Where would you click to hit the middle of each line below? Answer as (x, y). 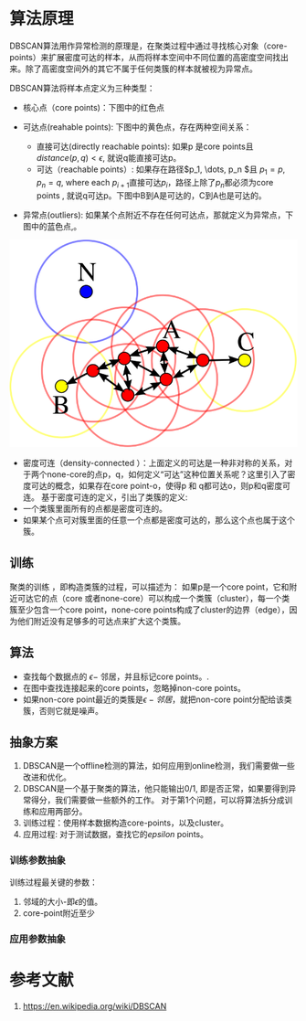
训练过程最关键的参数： (53, 882)
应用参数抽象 (38, 939)
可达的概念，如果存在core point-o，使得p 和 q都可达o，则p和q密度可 (160, 486)
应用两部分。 (63, 812)
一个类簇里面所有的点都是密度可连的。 (95, 509)
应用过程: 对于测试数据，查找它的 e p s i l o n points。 (115, 835)
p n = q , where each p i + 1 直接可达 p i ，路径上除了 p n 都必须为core (155, 183)
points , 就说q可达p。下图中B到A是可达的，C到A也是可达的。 (151, 195)
